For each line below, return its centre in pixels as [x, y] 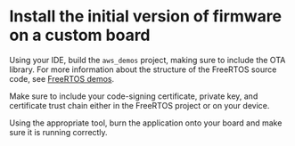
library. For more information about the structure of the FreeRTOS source [143, 69]
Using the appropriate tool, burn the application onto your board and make [146, 123]
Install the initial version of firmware [146, 16]
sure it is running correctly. [59, 132]
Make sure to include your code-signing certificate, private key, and [134, 96]
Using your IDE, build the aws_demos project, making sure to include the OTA [147, 60]
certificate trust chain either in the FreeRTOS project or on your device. [139, 105]
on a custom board [80, 35]
